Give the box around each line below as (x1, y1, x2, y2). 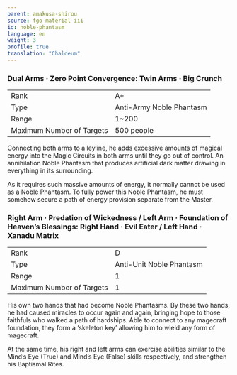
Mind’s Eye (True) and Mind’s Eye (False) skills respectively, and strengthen (7, 352, 227, 361)
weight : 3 (7, 37, 37, 44)
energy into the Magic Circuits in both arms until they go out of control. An (7, 151, 224, 160)
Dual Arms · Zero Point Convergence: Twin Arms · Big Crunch (7, 73, 223, 83)
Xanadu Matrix (7, 231, 59, 241)
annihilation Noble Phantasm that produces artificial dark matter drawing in (7, 159, 226, 168)
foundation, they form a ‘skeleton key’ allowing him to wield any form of (7, 324, 216, 332)
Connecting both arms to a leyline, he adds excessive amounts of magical (7, 143, 223, 153)
